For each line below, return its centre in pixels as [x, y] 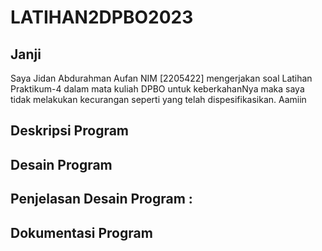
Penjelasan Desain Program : [101, 199]
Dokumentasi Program [81, 232]
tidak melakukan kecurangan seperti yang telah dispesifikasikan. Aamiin [158, 99]
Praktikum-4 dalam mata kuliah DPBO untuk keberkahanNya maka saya [157, 89]
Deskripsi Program [70, 131]
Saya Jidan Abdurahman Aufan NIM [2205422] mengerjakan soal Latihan [161, 78]
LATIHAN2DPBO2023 [102, 17]
